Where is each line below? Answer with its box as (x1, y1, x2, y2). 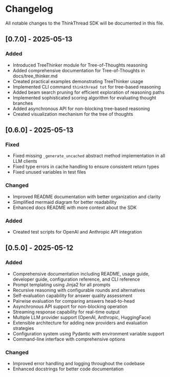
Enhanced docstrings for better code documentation (12, 366, 124, 372)
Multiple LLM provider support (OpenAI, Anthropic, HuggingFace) (12, 314, 151, 320)
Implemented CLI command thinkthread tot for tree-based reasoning (12, 83, 161, 90)
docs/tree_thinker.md (12, 73, 58, 79)
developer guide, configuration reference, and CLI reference (12, 276, 140, 282)
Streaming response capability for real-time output (12, 308, 120, 315)
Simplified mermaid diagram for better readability (12, 199, 117, 205)
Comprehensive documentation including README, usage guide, (12, 270, 150, 277)
